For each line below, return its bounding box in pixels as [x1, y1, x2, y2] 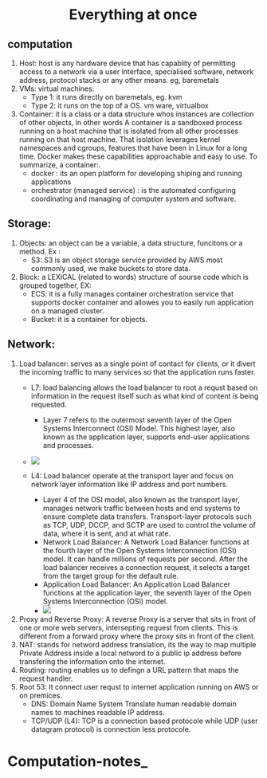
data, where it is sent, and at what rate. [42, 528, 171, 538]
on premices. [18, 690, 63, 700]
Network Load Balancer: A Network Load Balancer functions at [42, 536, 250, 547]
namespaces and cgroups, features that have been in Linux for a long [18, 143, 248, 152]
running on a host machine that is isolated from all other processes [18, 126, 239, 136]
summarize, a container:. [18, 160, 101, 169]
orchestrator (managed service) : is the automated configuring [30, 186, 237, 194]
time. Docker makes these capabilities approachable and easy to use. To [18, 151, 258, 161]
